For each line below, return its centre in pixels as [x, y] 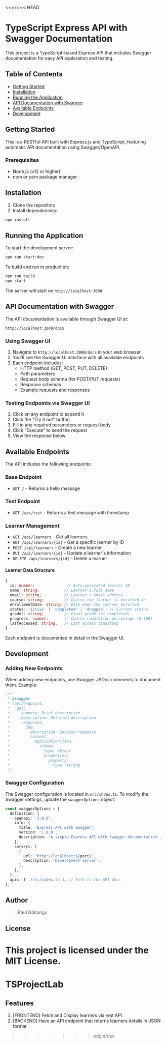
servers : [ [26, 847]
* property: [38, 760]
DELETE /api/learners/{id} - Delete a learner [60, 559]
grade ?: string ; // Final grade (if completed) [70, 614]
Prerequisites [22, 160]
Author [16, 900]
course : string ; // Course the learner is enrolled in [78, 600]
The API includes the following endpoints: [49, 464]
